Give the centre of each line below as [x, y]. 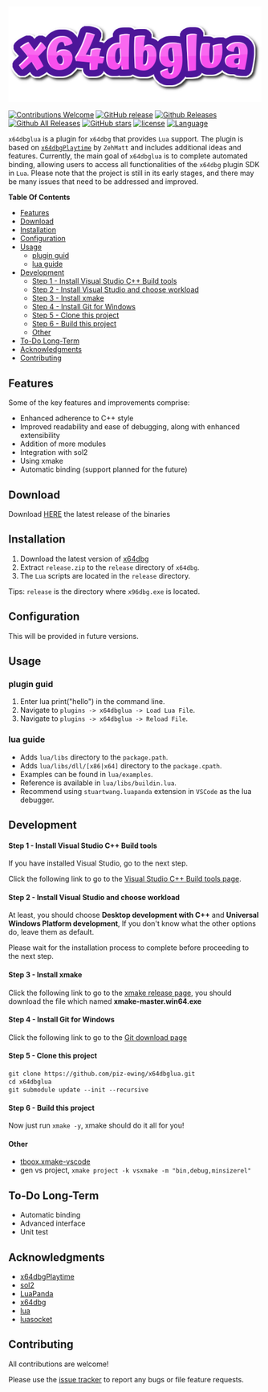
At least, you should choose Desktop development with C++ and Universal [134, 915]
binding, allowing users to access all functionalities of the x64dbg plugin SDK [134, 165]
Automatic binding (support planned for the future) [104, 469]
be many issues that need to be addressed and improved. [104, 182]
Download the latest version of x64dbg [84, 559]
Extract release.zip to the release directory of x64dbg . [110, 567]
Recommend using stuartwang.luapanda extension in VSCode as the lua [136, 791]
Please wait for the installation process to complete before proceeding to [129, 948]
